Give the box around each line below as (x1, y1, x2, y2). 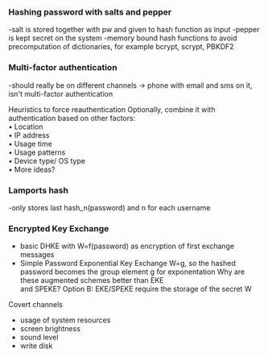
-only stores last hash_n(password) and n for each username (8, 202, 211, 212)
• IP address (8, 130, 50, 139)
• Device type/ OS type (8, 156, 86, 165)
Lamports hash (8, 185, 68, 196)
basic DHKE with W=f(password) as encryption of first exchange (19, 241, 235, 251)
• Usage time (8, 139, 52, 148)
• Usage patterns (8, 147, 66, 157)
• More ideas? (8, 164, 56, 174)
